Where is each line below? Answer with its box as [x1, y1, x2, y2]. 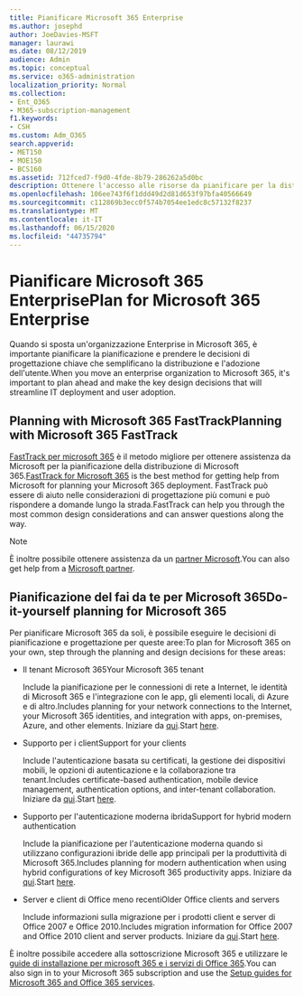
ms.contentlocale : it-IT [9, 214, 103, 224]
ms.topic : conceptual [9, 64, 91, 73]
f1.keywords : [9, 114, 59, 123]
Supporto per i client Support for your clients [22, 738, 187, 748]
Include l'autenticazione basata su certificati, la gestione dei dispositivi [22, 755, 286, 766]
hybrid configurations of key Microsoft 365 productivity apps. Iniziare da [22, 867, 292, 878]
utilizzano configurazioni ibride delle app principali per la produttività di [22, 847, 287, 859]
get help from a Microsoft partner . [9, 563, 135, 574]
